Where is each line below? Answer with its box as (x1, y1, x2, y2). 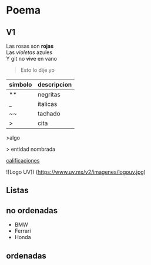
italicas (37, 100, 58, 108)
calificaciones (6, 157, 40, 164)
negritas (37, 91, 61, 98)
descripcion (37, 81, 72, 88)
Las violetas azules (6, 49, 53, 56)
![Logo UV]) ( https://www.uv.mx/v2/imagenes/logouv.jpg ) (6, 168, 146, 175)
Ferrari (14, 227, 31, 234)
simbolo (9, 81, 32, 88)
